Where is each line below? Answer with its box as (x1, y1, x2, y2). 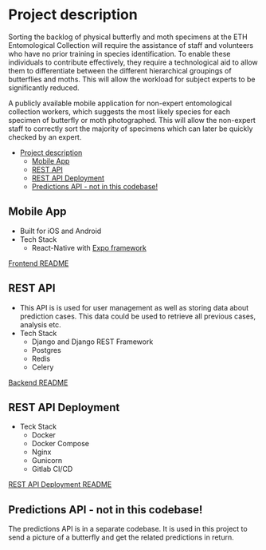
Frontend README (8, 258, 69, 268)
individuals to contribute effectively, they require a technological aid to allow (8, 57, 259, 67)
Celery (31, 362, 54, 372)
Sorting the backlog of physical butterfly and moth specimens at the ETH (8, 32, 248, 42)
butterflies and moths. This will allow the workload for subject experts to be (8, 74, 256, 84)
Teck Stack (19, 421, 57, 432)
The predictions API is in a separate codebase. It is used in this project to (8, 524, 248, 534)
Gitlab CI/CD (31, 465, 73, 474)
